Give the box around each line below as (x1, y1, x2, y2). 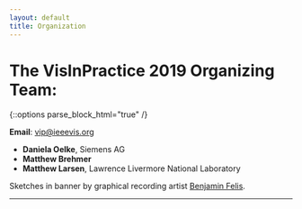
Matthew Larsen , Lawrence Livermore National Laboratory (22, 163, 241, 174)
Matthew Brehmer (22, 154, 92, 165)
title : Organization (9, 22, 87, 31)
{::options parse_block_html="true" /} (9, 109, 148, 120)
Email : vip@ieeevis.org (9, 127, 94, 138)
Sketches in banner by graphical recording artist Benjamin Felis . (9, 181, 245, 192)
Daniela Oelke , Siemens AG (22, 144, 126, 155)
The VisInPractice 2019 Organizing (9, 60, 275, 81)
